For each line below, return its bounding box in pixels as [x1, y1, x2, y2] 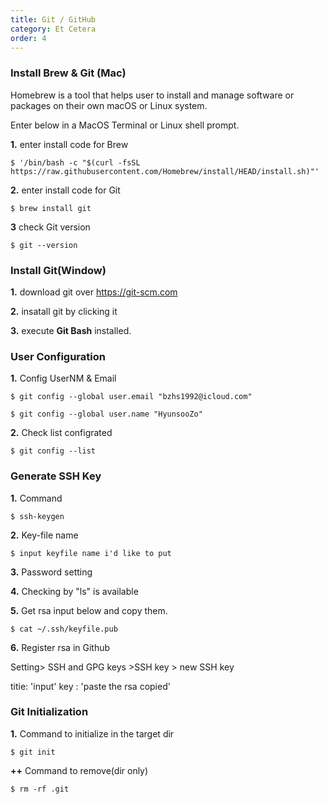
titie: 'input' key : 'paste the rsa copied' [10, 680, 171, 692]
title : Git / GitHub [10, 14, 97, 25]
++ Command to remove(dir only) [10, 764, 149, 776]
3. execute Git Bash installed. [10, 324, 132, 336]
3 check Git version [10, 221, 91, 233]
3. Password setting [10, 566, 93, 578]
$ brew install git [10, 203, 92, 213]
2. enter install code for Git [10, 184, 121, 196]
